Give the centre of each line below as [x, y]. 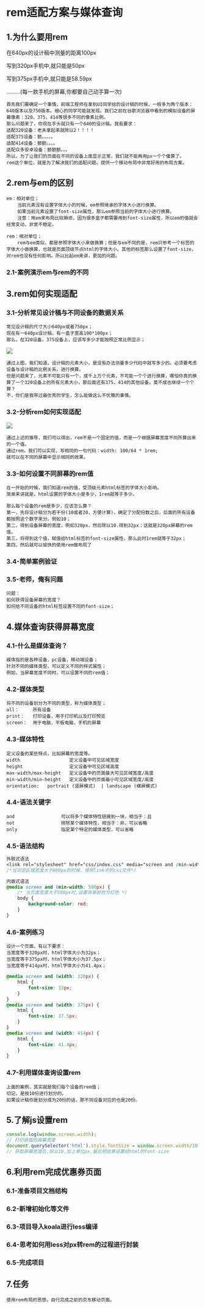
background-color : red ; [58, 904]
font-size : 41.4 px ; [53, 1044]
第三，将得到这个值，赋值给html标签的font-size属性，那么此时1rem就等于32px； [96, 539]
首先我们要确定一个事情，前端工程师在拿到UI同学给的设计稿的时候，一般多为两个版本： [100, 104]
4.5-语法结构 [25, 846]
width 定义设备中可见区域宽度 [63, 760]
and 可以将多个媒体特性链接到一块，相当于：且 [79, 816]
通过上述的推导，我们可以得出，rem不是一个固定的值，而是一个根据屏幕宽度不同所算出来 [101, 438]
